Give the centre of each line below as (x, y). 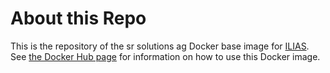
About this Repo (78, 18)
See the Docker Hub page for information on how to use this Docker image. (165, 56)
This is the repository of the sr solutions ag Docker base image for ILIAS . (160, 46)
